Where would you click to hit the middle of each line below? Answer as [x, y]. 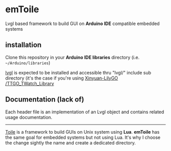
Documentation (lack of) [45, 100]
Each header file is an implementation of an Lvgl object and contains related [85, 112]
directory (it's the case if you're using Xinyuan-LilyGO [62, 78]
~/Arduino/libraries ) [28, 63]
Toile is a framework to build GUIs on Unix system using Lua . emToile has [82, 132]
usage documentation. [29, 117]
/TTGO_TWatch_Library [30, 83]
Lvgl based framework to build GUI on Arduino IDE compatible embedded [82, 23]
